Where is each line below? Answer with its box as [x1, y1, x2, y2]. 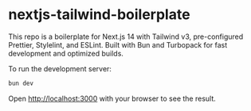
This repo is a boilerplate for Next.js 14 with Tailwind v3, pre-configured [8, 32, 244, 41]
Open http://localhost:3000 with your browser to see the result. [8, 94, 217, 103]
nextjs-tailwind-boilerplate [8, 6, 190, 24]
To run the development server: [8, 63, 112, 73]
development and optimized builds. [8, 48, 124, 58]
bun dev [8, 79, 34, 87]
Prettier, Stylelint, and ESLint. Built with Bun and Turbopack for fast [8, 40, 228, 49]
